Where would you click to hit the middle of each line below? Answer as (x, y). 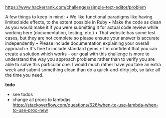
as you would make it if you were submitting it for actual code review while (82, 27)
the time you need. (24, 75)
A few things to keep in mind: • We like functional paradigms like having (79, 17)
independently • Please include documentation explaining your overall (77, 43)
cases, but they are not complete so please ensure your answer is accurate (83, 38)
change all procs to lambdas (41, 100)
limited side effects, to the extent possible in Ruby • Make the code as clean (83, 22)
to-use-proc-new (30, 110)
